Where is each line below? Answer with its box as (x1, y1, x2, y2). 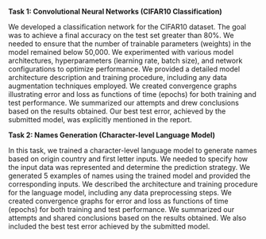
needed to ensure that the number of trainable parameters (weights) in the (8, 39, 252, 48)
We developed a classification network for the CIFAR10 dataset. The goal (8, 22, 246, 31)
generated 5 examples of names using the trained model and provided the (8, 171, 251, 180)
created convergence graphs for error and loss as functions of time (8, 196, 229, 206)
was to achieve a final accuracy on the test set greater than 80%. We (8, 31, 234, 40)
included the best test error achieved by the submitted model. (8, 222, 210, 231)
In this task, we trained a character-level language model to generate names (8, 146, 257, 155)
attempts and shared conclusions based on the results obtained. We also (8, 214, 247, 222)
